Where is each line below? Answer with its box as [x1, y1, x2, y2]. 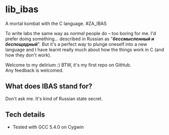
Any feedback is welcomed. [5, 67, 64, 73]
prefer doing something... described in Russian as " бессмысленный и [5, 36, 154, 42]
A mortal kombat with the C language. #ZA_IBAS [5, 20, 107, 26]
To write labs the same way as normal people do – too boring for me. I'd [5, 30, 156, 36]
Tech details [5, 111, 45, 119]
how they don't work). [5, 52, 52, 58]
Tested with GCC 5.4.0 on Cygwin [12, 124, 84, 130]
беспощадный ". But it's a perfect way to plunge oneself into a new [5, 41, 148, 47]
